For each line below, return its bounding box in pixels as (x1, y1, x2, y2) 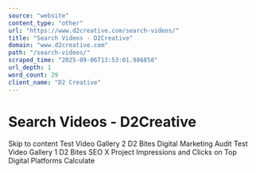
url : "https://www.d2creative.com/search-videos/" (8, 26, 180, 34)
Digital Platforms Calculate (8, 156, 95, 166)
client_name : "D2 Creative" (8, 78, 102, 86)
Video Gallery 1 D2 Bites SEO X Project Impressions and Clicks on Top (8, 147, 237, 157)
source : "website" (8, 11, 69, 20)
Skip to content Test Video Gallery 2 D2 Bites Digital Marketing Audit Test (8, 139, 248, 148)
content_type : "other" (8, 19, 83, 27)
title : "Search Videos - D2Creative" (8, 33, 134, 42)
